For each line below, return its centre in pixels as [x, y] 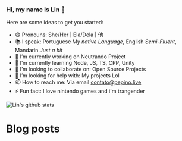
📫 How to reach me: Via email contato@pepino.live [78, 82]
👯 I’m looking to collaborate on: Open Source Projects [80, 69]
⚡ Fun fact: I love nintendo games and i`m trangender [80, 91]
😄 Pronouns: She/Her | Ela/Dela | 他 [59, 35]
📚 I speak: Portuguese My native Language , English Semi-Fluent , [95, 42]
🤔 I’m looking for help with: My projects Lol [67, 76]
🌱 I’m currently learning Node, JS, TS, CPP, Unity [75, 63]
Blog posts [33, 129]
